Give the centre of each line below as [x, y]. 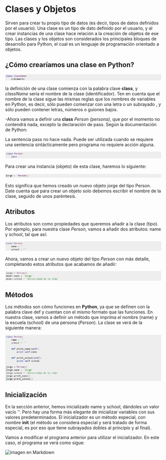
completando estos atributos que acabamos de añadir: [61, 264]
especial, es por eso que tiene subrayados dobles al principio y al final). [79, 428]
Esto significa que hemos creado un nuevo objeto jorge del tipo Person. [78, 185]
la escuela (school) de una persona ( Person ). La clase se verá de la [74, 323]
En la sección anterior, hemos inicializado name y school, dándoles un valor [82, 407]
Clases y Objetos [41, 9]
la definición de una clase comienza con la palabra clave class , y [71, 88]
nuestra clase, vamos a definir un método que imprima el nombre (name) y [81, 317]
